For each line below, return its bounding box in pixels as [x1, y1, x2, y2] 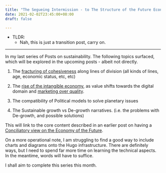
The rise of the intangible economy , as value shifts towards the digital [12, 83, 154, 89]
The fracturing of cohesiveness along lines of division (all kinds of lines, [12, 69, 159, 74]
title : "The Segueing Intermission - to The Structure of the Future [5, 7, 152, 12]
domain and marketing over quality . [12, 88, 84, 94]
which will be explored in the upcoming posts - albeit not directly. [5, 59, 138, 65]
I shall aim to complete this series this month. [5, 162, 97, 168]
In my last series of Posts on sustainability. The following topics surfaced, [5, 54, 155, 60]
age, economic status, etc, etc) [12, 73, 76, 79]
